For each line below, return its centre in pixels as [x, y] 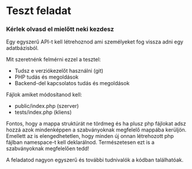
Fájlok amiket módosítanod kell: [44, 94]
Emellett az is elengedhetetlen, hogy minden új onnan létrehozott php [90, 136]
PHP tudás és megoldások [46, 77]
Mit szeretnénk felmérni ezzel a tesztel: [53, 59]
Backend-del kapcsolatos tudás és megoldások [72, 83]
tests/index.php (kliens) [43, 112]
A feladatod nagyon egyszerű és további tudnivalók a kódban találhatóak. [95, 160]
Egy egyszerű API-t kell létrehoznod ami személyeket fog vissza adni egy [95, 42]
